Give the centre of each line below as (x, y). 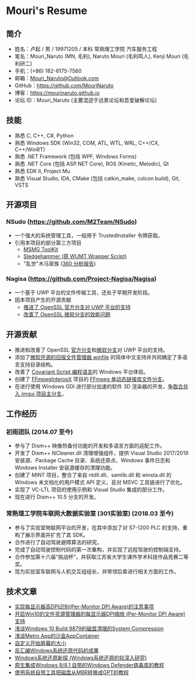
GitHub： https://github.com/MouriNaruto (64, 85)
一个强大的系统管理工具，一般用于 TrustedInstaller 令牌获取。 (89, 235)
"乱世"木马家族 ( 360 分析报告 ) (59, 263)
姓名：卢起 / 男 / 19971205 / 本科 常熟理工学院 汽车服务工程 (86, 49)
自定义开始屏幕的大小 (40, 643)
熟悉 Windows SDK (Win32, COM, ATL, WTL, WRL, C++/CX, (87, 143)
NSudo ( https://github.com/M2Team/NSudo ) (72, 222)
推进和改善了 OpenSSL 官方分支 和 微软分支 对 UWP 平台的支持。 (91, 350)
